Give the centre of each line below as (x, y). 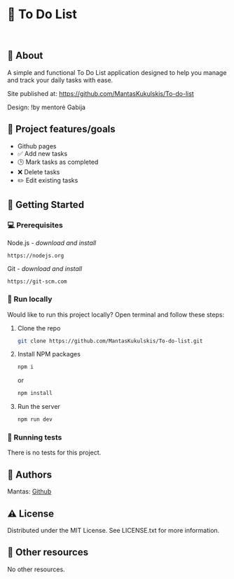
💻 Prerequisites (35, 225)
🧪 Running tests (35, 437)
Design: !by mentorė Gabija (47, 107)
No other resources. (36, 569)
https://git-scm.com (37, 282)
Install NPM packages (49, 354)
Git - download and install (45, 269)
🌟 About (25, 56)
